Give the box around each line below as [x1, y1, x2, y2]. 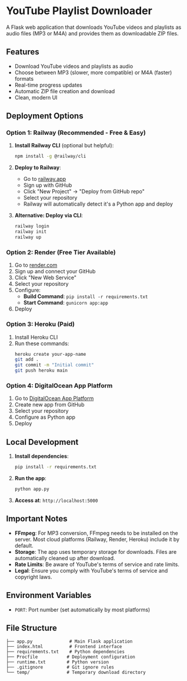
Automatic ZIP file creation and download [14, 87, 115, 95]
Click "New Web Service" [14, 274, 76, 281]
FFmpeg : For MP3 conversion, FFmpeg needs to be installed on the [14, 529, 178, 537]
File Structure [6, 623, 57, 633]
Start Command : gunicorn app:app [23, 299, 109, 306]
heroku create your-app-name [14, 351, 86, 357]
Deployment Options [6, 111, 84, 121]
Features [6, 47, 39, 57]
